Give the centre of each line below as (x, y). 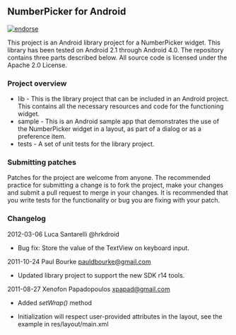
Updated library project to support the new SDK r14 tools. (101, 275)
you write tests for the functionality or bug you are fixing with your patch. (114, 200)
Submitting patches (42, 162)
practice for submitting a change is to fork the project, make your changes (116, 185)
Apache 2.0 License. (37, 65)
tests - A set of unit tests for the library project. (86, 144)
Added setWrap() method (55, 302)
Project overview (37, 83)
